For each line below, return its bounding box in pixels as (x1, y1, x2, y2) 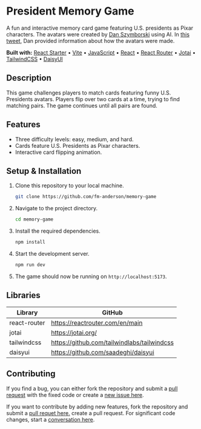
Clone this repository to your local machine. (15, 182, 124, 189)
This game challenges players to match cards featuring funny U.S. (6, 89, 171, 96)
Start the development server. (15, 250, 90, 257)
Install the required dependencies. (15, 227, 101, 234)
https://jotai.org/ (51, 328, 97, 337)
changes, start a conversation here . (6, 416, 95, 423)
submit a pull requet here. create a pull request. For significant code (6, 409, 176, 416)
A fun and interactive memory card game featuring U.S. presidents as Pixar (6, 24, 194, 32)
